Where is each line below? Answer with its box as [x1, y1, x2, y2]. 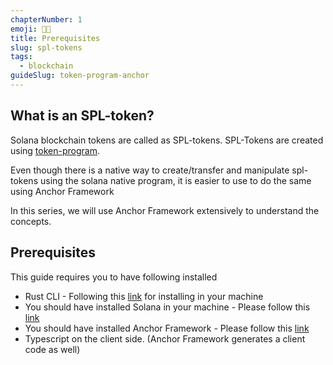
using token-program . [10, 144, 100, 156]
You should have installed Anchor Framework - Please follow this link [24, 322, 310, 334]
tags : [10, 52, 33, 62]
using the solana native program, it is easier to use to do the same [39, 174, 312, 186]
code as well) [24, 343, 81, 355]
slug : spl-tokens [10, 42, 83, 53]
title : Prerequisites [10, 33, 101, 43]
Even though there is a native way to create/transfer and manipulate [10, 164, 290, 176]
